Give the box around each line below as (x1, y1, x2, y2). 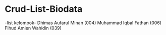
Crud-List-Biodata (5, 3, 83, 15)
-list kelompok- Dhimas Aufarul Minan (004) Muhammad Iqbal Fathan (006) (5, 20, 162, 26)
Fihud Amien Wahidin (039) (5, 25, 62, 31)
